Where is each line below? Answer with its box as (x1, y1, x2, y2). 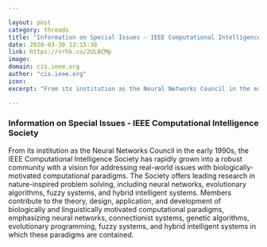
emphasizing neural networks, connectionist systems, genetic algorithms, (8, 213, 250, 222)
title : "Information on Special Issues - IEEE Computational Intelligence (8, 33, 261, 41)
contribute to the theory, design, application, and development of (8, 196, 222, 206)
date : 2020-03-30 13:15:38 (8, 40, 98, 48)
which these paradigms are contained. (8, 230, 134, 239)
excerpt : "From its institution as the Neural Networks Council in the (8, 85, 250, 93)
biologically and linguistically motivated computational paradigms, (8, 204, 224, 214)
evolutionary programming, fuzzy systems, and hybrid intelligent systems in (8, 221, 257, 230)
